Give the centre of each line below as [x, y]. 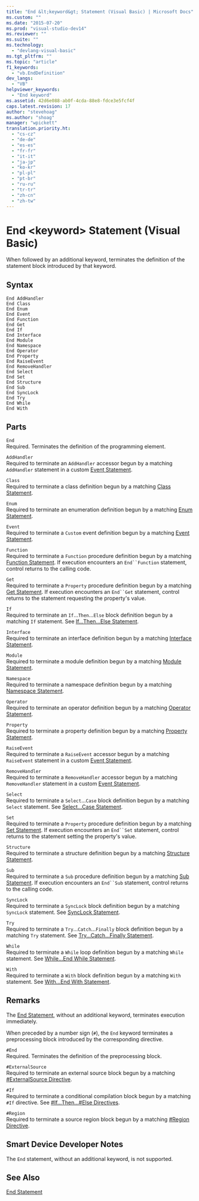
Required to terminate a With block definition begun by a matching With [94, 975]
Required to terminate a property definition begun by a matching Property [97, 731]
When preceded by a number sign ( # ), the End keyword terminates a [90, 1033]
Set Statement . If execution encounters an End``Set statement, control [93, 830]
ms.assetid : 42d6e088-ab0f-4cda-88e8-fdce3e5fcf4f [71, 100]
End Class [19, 304]
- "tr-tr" [24, 190]
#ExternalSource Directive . [39, 1079]
